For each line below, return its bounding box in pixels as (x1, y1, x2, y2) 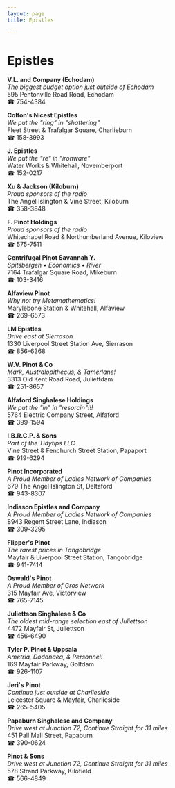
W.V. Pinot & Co (7, 361, 53, 369)
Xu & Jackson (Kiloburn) (7, 182, 80, 191)
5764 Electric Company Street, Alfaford (7, 411, 120, 419)
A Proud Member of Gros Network (7, 582, 105, 590)
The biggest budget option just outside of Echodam (7, 83, 154, 91)
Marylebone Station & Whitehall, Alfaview (7, 304, 125, 313)
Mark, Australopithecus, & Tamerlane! (7, 368, 116, 376)
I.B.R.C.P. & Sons (7, 432, 57, 440)
